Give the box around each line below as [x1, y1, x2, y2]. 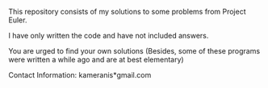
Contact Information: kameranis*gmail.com [8, 70, 152, 79]
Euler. [8, 15, 27, 25]
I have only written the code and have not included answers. [8, 31, 209, 40]
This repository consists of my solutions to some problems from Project [8, 7, 246, 16]
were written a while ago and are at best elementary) [8, 55, 184, 64]
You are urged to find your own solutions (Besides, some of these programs [8, 46, 261, 55]
